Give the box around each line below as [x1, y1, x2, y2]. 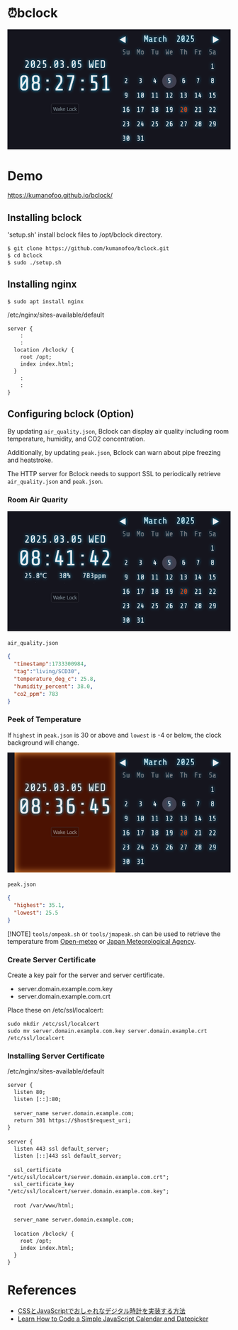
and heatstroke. [7, 456, 53, 464]
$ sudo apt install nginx [7, 298, 84, 305]
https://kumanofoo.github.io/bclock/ [7, 191, 113, 200]
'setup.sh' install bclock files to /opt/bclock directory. [7, 230, 163, 239]
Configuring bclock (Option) [7, 408, 135, 420]
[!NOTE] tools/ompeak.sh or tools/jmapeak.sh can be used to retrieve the [7, 930, 221, 938]
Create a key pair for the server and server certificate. [7, 971, 165, 979]
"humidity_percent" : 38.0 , [13, 682, 93, 690]
